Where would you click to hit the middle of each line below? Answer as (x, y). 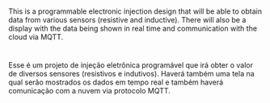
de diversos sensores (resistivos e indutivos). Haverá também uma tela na (131, 74)
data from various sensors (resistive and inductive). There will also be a (127, 20)
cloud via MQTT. (36, 37)
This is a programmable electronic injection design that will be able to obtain (135, 11)
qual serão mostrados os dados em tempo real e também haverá (116, 82)
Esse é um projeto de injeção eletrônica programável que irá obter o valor (131, 65)
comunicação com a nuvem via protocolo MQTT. (90, 91)
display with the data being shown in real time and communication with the (133, 29)
